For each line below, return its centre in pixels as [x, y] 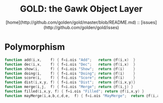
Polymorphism [35, 47]
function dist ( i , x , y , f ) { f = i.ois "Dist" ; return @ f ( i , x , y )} [70, 82]
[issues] [149, 22]
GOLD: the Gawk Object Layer [81, 9]
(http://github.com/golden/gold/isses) [81, 27]
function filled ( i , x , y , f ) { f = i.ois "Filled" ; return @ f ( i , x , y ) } [74, 91]
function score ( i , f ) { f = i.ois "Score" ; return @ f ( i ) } [70, 78]
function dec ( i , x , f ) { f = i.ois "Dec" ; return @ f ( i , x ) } [70, 64]
